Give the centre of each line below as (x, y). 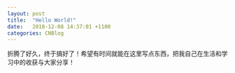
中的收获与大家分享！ (44, 63)
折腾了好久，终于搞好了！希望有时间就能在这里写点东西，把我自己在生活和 (114, 54)
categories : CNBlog (36, 33)
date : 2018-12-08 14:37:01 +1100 (59, 26)
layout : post (26, 14)
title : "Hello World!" (42, 20)
